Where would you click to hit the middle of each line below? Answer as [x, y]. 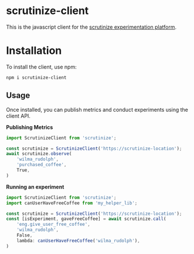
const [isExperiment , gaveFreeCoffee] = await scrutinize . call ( [86, 219]
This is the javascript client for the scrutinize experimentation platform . [91, 27]
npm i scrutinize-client [36, 77]
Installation [34, 51]
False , [25, 235]
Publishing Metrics [30, 127]
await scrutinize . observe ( [39, 154]
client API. [18, 116]
